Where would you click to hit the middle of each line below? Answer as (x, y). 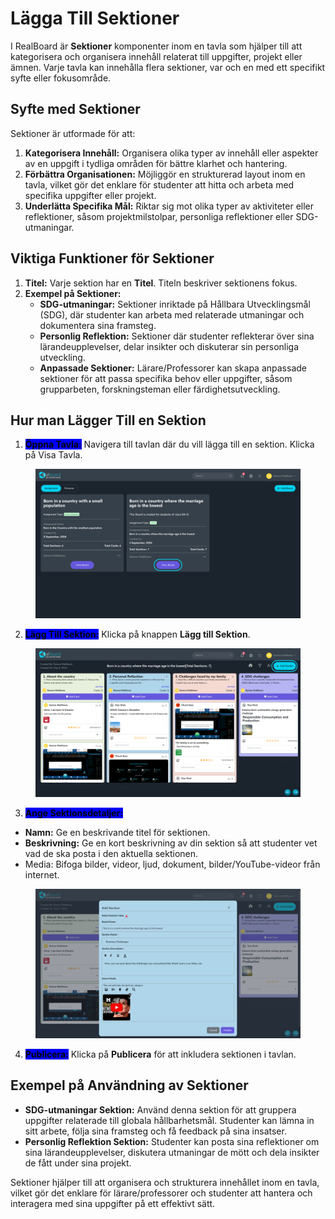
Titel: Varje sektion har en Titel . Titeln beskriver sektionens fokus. (161, 283)
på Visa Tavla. (53, 455)
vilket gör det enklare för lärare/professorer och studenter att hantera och (161, 1193)
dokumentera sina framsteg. (98, 325)
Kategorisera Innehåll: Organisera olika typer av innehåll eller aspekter (171, 153)
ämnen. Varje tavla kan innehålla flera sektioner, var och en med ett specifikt (168, 67)
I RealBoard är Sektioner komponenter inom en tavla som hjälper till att (156, 46)
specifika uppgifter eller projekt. (90, 195)
